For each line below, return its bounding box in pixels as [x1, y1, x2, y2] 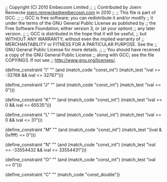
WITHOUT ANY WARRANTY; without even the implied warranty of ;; [5, 36, 145, 42]
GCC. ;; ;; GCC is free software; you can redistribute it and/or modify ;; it [5, 15, 154, 20]
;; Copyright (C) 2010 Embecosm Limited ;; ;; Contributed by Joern [5, 4, 142, 10]
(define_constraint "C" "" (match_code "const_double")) [5, 172, 120, 178]
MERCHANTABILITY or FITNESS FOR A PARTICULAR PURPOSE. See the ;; [5, 41, 158, 47]
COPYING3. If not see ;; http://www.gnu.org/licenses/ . [5, 57, 116, 63]
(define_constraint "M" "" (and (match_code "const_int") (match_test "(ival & [5, 127, 162, 133]
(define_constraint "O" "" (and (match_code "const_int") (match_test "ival [5, 157, 156, 163]
